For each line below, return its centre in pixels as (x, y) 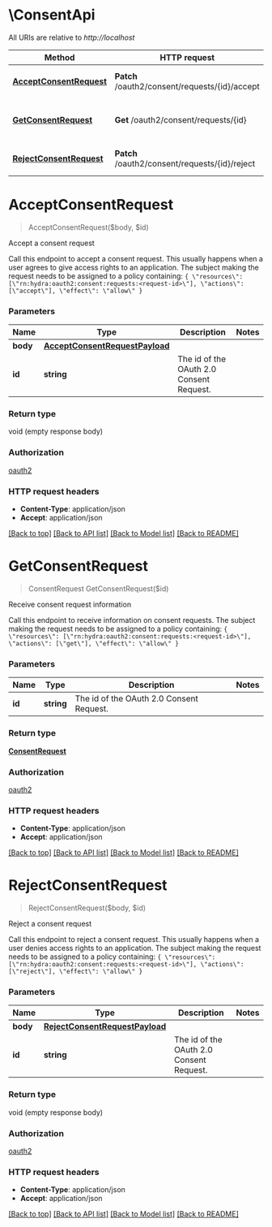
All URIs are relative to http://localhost (72, 37)
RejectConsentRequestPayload (105, 1026)
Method (59, 57)
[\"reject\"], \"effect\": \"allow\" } (76, 972)
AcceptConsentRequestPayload (106, 346)
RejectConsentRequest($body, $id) (87, 908)
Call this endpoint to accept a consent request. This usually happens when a (136, 258)
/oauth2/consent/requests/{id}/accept (187, 86)
